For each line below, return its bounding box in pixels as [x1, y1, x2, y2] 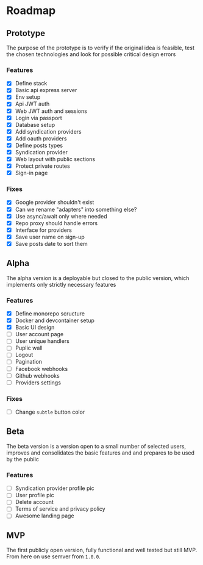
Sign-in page [15, 169, 48, 177]
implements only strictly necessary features [6, 281, 116, 288]
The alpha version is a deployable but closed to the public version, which [6, 274, 190, 281]
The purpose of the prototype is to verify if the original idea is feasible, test [6, 44, 195, 51]
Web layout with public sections [15, 155, 96, 162]
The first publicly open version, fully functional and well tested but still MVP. [6, 547, 198, 554]
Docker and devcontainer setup [15, 317, 94, 324]
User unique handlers [15, 337, 70, 345]
